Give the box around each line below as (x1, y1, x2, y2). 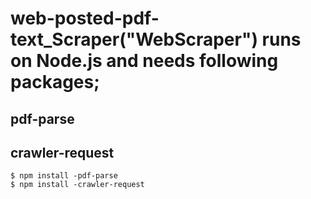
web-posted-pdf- (10, 7, 160, 30)
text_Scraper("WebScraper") (10, 28, 258, 51)
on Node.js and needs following (10, 50, 279, 72)
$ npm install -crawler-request (10, 180, 145, 190)
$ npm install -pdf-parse (10, 171, 118, 181)
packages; (10, 71, 100, 94)
